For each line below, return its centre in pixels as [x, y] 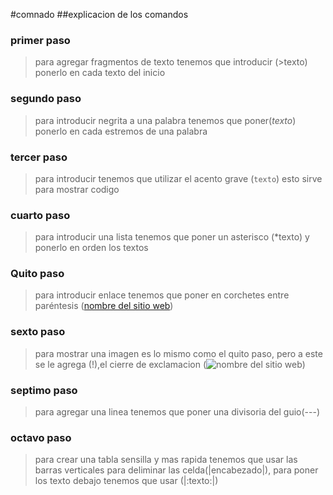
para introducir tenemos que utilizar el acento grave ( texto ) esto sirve [178, 178]
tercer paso [39, 157]
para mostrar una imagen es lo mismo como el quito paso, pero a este [178, 353]
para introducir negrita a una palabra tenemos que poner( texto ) [165, 120]
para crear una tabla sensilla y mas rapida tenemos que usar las [166, 460]
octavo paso [41, 437]
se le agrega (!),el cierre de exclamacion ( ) [170, 364]
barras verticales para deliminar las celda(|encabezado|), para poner [176, 470]
